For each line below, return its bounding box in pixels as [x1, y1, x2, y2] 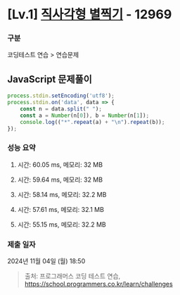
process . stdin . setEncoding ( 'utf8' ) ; [7, 92, 115, 99]
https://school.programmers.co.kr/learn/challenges [24, 280, 174, 289]
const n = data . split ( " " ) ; [20, 106, 102, 113]
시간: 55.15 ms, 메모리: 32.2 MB [17, 220, 107, 229]
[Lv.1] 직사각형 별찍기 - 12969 [7, 6, 172, 23]
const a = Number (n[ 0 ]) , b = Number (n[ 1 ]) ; [20, 112, 150, 119]
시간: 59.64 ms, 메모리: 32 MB [17, 175, 103, 184]
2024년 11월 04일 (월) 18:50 [7, 257, 86, 265]
